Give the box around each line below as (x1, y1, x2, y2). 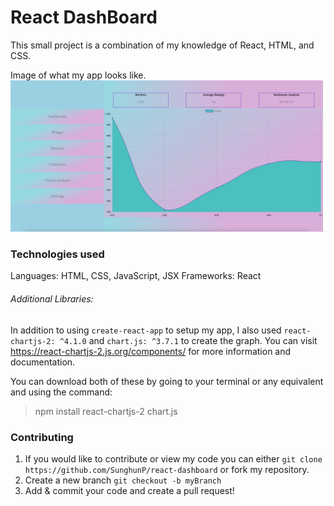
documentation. (10, 356, 76, 368)
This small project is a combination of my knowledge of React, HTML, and (10, 39, 315, 51)
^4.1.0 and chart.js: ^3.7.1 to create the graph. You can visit (59, 334, 318, 346)
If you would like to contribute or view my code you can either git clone (24, 452, 323, 465)
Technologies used (10, 247, 105, 261)
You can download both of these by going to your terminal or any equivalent (10, 375, 324, 387)
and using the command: (10, 386, 113, 398)
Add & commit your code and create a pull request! (24, 484, 235, 496)
